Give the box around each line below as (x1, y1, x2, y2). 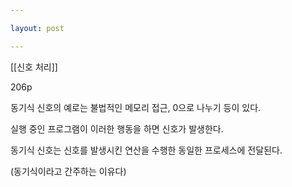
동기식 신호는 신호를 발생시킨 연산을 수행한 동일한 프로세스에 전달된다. (10, 144, 283, 156)
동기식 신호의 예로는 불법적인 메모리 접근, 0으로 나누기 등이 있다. (10, 101, 262, 113)
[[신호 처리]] (10, 61, 58, 73)
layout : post (10, 23, 65, 33)
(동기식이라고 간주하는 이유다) (10, 165, 127, 177)
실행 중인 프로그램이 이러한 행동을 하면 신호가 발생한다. (10, 122, 224, 135)
